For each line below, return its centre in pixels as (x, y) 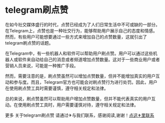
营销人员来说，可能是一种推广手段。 (42, 65)
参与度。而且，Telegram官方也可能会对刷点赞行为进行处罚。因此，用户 (85, 82)
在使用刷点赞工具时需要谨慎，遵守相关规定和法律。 (57, 88)
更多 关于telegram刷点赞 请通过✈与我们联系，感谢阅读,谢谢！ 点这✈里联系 (80, 115)
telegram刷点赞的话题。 (29, 43)
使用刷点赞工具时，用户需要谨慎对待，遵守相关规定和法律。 (78, 105)
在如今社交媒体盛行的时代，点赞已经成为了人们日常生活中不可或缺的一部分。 (82, 25)
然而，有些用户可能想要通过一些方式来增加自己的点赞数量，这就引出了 (76, 37)
